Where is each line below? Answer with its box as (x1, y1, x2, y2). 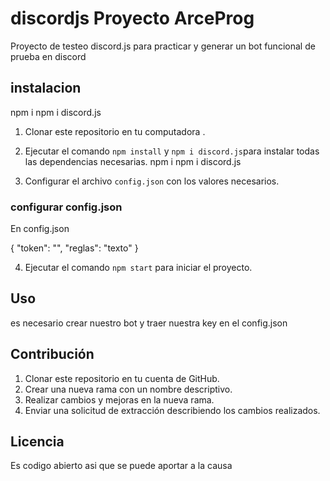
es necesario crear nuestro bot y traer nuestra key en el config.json (10, 317, 288, 329)
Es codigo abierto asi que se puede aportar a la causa (10, 460, 233, 472)
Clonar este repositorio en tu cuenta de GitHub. (24, 372, 220, 384)
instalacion (10, 80, 82, 97)
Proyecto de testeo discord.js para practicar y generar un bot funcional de (10, 40, 316, 52)
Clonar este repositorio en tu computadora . (24, 125, 206, 137)
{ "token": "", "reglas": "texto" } (10, 242, 139, 254)
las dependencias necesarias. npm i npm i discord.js (24, 155, 242, 167)
